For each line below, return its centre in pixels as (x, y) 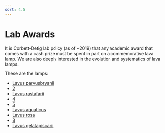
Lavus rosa (24, 115)
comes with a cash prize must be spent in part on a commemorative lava (79, 53)
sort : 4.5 (15, 10)
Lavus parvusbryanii (33, 83)
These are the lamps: (27, 73)
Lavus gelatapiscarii (33, 125)
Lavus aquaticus (29, 109)
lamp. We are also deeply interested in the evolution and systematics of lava (83, 59)
